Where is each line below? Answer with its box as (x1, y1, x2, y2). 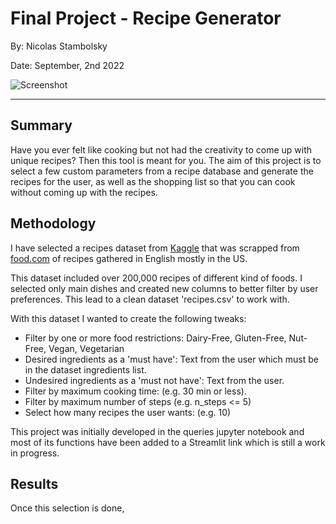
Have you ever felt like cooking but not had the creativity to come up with (10, 143, 313, 156)
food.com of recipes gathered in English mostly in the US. (10, 252, 248, 264)
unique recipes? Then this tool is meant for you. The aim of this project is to (10, 154, 322, 166)
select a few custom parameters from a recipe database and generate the (10, 165, 314, 177)
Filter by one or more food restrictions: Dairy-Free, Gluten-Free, (24, 332, 287, 344)
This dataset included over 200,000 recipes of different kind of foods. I (10, 272, 303, 284)
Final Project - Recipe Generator (10, 7, 282, 30)
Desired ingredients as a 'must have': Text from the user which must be (24, 353, 320, 365)
